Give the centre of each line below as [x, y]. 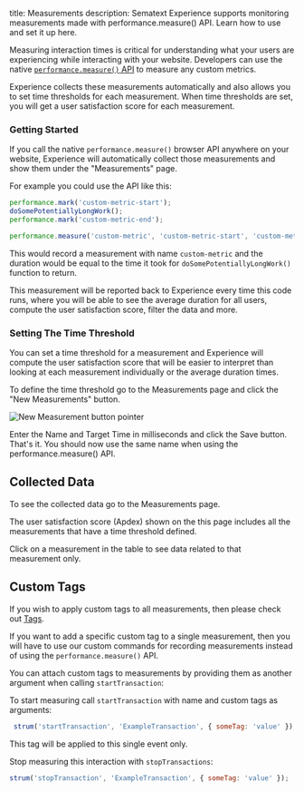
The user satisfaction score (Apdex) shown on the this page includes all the [150, 522]
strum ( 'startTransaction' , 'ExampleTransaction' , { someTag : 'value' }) [153, 726]
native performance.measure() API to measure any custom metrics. [133, 69]
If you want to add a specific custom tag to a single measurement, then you [150, 636]
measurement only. [45, 558]
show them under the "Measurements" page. [94, 169]
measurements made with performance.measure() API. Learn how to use [145, 23]
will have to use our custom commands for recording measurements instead [152, 645]
